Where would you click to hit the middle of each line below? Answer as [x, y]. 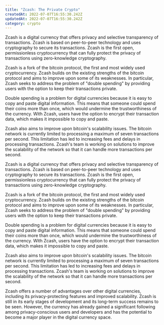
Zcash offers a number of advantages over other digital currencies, [73, 291]
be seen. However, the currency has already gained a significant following [80, 307]
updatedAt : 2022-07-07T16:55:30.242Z [44, 19]
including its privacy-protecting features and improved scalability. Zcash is [81, 296]
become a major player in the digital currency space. [59, 317]
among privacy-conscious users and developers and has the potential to [79, 312]
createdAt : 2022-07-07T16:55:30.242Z [44, 14]
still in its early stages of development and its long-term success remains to [82, 302]
